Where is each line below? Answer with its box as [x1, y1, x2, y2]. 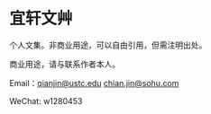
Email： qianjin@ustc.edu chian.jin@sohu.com [9, 77, 179, 88]
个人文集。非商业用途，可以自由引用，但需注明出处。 [9, 39, 207, 50]
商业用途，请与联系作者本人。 [9, 58, 120, 69]
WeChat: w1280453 [9, 95, 83, 106]
